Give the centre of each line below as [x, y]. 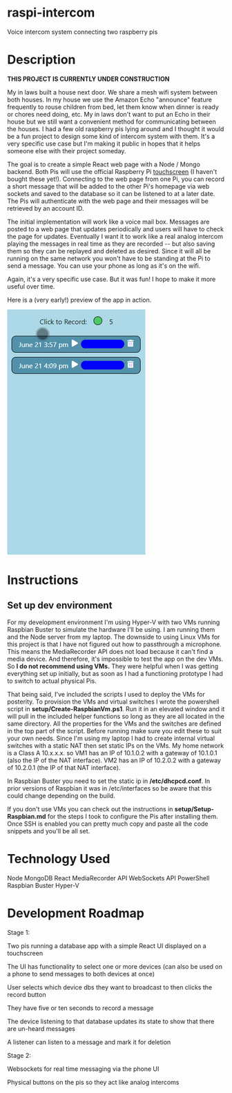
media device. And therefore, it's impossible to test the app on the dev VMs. [115, 659]
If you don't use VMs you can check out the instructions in [90, 809]
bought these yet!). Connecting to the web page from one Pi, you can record [116, 179]
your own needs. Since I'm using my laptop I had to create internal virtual [111, 738]
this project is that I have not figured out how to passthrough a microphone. [115, 644]
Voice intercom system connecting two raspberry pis [83, 32]
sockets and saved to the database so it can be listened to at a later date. [111, 193]
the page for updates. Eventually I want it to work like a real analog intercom [115, 236]
